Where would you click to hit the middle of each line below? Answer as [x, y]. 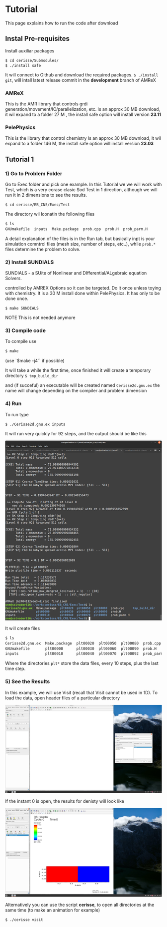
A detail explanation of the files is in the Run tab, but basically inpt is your [80, 239]
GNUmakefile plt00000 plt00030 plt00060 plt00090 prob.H [81, 648]
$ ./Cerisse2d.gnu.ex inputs [35, 424]
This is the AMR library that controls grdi [46, 104]
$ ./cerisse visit [24, 920]
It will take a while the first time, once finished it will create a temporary [78, 370]
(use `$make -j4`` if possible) [35, 361]
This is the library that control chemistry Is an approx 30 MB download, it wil [83, 138]
